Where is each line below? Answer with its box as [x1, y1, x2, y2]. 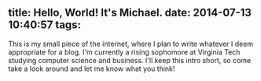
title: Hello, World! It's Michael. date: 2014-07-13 [8, 6, 252, 19]
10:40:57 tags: [8, 19, 81, 32]
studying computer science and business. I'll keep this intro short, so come [8, 55, 252, 65]
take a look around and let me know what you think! [8, 64, 175, 73]
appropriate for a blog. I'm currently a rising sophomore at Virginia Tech [8, 47, 241, 57]
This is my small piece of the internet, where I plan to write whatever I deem [8, 39, 254, 48]
